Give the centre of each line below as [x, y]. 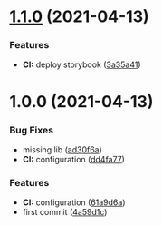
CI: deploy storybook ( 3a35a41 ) [81, 64]
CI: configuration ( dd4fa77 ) [73, 159]
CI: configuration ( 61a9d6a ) [74, 202]
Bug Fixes [32, 130]
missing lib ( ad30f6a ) [62, 149]
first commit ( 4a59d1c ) [65, 212]
